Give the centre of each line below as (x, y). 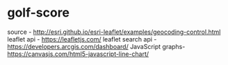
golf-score (38, 13)
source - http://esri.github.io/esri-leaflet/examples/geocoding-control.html (114, 32)
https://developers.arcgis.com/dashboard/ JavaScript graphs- (96, 46)
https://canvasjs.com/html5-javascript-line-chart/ (78, 54)
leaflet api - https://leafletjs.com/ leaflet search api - (82, 39)
